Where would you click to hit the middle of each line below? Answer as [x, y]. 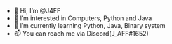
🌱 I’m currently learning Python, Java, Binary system [90, 25]
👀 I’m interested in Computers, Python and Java [83, 18]
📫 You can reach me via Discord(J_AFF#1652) [81, 34]
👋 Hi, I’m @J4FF [37, 11]
